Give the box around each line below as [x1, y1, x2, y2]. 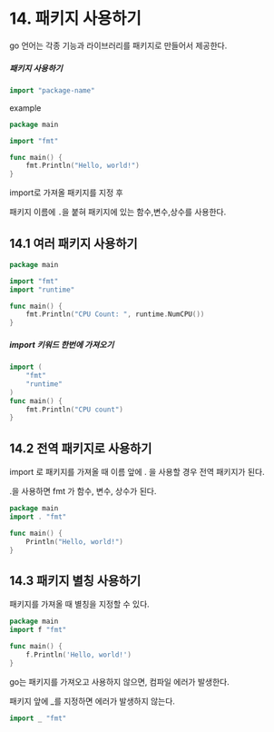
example [9, 102, 42, 114]
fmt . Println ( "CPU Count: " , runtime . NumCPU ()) [25, 310, 205, 319]
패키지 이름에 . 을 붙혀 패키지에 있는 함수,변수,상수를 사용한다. [9, 206, 227, 218]
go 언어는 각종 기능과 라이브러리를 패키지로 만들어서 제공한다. [9, 40, 228, 51]
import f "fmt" [9, 626, 67, 635]
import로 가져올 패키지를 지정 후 [9, 187, 124, 198]
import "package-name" [9, 85, 95, 95]
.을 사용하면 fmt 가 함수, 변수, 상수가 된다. [9, 486, 157, 497]
